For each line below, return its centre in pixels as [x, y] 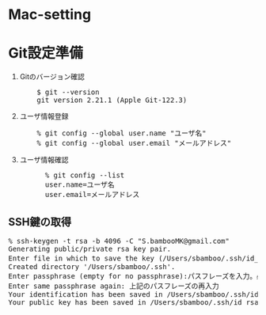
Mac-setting [50, 15]
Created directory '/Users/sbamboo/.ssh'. [92, 266]
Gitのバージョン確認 [52, 77]
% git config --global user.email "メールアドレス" [134, 143]
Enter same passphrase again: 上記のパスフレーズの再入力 [114, 286]
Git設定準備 [46, 53]
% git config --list [85, 175]
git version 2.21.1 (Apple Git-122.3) [112, 100]
